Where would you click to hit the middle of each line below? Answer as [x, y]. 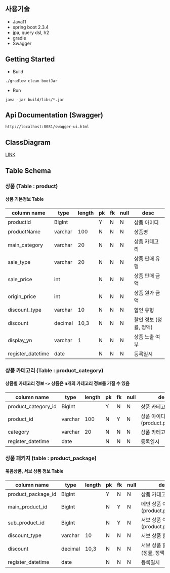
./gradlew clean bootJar [31, 81]
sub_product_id [26, 523]
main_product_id [28, 507]
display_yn [20, 340]
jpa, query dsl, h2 [31, 33]
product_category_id [32, 406]
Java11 [19, 21]
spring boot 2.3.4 [31, 27]
